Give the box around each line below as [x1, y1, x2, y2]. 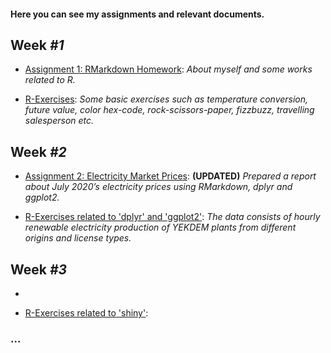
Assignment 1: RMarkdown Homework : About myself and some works [24, 63, 313, 75]
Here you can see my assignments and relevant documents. [10, 8, 265, 20]
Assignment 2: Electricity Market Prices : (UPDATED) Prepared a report [24, 170, 317, 182]
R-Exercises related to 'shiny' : [24, 307, 149, 319]
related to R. [24, 74, 76, 86]
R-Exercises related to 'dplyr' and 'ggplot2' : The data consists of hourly [24, 211, 321, 223]
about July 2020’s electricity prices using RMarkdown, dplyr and [24, 181, 293, 193]
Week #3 [10, 261, 68, 278]
